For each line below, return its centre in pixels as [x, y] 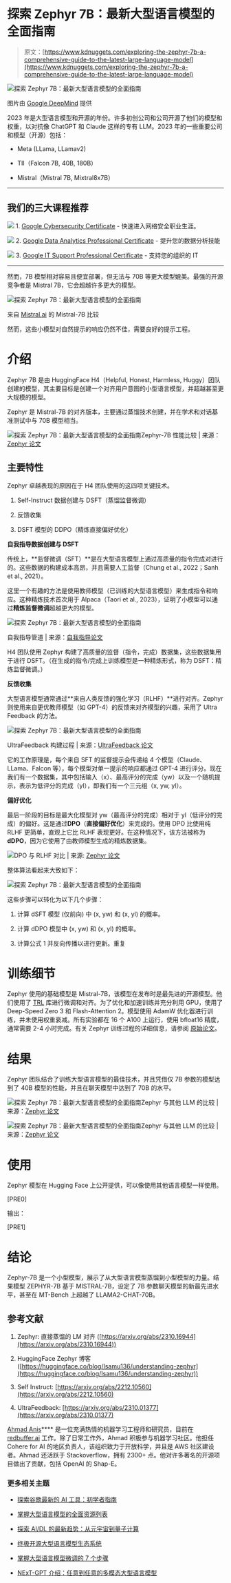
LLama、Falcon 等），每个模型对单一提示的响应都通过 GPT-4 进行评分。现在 [114, 768]
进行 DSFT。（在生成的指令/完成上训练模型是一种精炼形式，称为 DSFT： [114, 660]
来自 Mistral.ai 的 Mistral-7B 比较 [53, 314]
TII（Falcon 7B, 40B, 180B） [57, 163]
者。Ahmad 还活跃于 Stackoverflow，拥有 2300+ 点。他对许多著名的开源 [111, 1455]
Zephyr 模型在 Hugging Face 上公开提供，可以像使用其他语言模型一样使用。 [115, 1185]
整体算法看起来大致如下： [43, 870]
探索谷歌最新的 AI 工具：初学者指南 [67, 1500]
